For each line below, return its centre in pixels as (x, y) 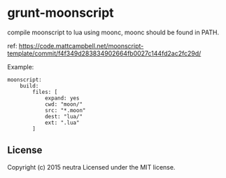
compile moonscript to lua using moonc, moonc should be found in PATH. (113, 32)
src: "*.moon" (65, 110)
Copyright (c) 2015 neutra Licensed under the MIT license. (91, 167)
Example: (21, 67)
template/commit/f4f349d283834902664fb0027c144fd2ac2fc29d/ (104, 53)
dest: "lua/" (63, 116)
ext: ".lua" (62, 123)
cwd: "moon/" (63, 104)
